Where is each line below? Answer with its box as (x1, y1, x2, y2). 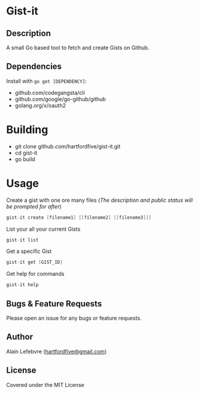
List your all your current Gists (6, 225, 81, 233)
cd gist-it (14, 149, 38, 156)
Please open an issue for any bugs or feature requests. (6, 314, 142, 321)
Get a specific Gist (6, 248, 52, 255)
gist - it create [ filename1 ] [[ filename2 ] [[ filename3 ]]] (6, 215, 152, 221)
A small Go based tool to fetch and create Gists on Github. (6, 44, 150, 51)
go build (14, 155, 35, 163)
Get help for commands (6, 270, 65, 278)
